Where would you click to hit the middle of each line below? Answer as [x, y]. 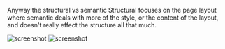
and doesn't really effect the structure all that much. [82, 25]
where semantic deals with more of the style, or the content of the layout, [113, 17]
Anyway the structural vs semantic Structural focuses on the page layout [112, 10]
